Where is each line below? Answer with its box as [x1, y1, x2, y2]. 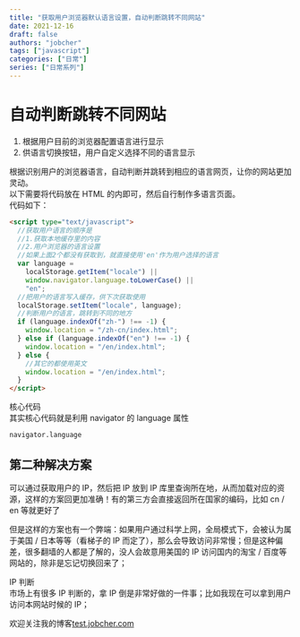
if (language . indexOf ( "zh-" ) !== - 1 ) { [17, 317, 167, 327]
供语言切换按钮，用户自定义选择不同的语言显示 [21, 147, 195, 158]
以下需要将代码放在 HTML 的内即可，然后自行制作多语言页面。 [9, 188, 240, 199]
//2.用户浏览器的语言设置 [17, 243, 100, 252]
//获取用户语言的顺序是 [17, 226, 92, 235]
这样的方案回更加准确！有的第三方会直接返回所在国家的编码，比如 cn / [24, 494, 285, 504]
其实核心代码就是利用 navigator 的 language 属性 [9, 413, 190, 424]
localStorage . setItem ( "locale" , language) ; [17, 301, 182, 310]
